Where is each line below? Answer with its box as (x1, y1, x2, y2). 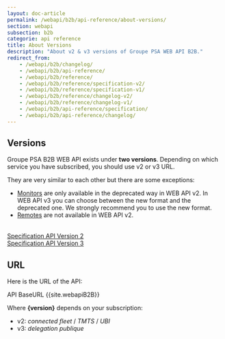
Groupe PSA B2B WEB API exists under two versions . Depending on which (7, 155, 219, 164)
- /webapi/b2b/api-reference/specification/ (19, 105, 148, 112)
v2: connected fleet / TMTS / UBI (16, 317, 111, 325)
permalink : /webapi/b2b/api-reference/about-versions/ (7, 16, 167, 23)
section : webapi (7, 23, 53, 29)
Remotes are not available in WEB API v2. (16, 211, 134, 219)
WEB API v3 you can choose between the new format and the (16, 197, 191, 205)
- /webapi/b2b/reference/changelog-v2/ (19, 93, 133, 100)
